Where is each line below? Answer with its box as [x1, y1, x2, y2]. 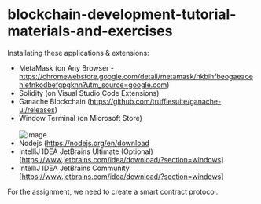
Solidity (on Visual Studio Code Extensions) [18, 88, 160, 97]
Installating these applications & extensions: [7, 48, 150, 57]
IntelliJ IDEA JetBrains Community [18, 163, 130, 173]
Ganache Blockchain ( [18, 97, 90, 106]
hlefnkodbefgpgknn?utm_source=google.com [18, 80, 167, 89]
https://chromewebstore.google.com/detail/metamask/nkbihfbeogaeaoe [18, 71, 253, 81]
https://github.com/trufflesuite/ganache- [89, 97, 222, 106]
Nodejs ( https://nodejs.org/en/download [18, 138, 150, 148]
